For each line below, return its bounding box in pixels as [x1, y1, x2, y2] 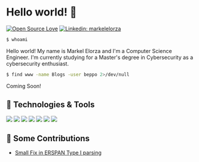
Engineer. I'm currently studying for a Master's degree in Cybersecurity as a [6, 54, 194, 61]
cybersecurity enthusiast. [6, 60, 69, 67]
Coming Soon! [6, 82, 42, 89]
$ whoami [6, 36, 28, 42]
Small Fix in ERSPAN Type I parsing [14, 149, 102, 157]
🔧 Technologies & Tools [6, 99, 95, 110]
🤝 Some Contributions [6, 133, 90, 144]
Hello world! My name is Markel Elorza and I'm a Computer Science [6, 47, 172, 54]
